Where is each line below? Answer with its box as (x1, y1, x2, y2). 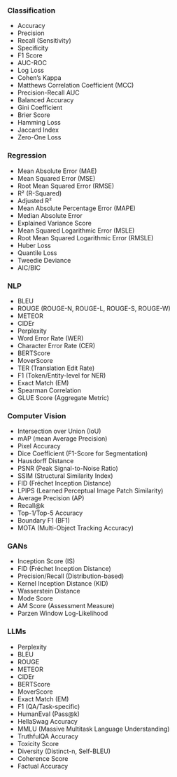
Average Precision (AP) (17, 494, 85, 502)
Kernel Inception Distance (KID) (17, 579, 108, 588)
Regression (7, 151, 47, 160)
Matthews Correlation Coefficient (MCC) (17, 81, 134, 90)
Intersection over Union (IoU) (17, 427, 101, 436)
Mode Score (17, 594, 54, 603)
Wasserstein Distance (17, 587, 80, 596)
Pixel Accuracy (17, 442, 61, 451)
